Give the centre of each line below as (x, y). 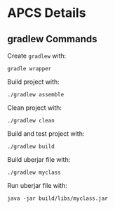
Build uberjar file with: (39, 159)
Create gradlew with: (37, 56)
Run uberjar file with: (38, 185)
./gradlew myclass (34, 172)
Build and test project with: (46, 134)
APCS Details (47, 13)
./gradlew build (31, 146)
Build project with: (33, 82)
